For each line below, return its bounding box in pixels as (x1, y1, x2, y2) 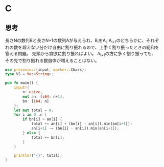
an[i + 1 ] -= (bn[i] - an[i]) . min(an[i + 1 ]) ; (31, 126, 119, 131)
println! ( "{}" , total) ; (14, 153, 63, 158)
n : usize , (23, 90, 43, 95)
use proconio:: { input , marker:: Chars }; (5, 67, 87, 72)
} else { (23, 130, 41, 135)
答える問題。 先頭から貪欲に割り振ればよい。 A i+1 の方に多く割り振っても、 (5, 50, 156, 58)
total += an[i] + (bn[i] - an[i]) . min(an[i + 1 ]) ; (31, 122, 133, 126)
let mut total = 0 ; (14, 108, 54, 113)
